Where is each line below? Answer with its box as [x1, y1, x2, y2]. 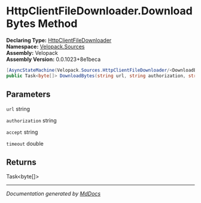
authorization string [6, 116, 57, 124]
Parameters [6, 90, 51, 100]
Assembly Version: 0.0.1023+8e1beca [6, 56, 101, 63]
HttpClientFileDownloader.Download [6, 4, 193, 18]
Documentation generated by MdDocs [6, 190, 100, 198]
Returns [6, 157, 37, 167]
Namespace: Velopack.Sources [6, 43, 85, 50]
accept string [6, 128, 38, 136]
